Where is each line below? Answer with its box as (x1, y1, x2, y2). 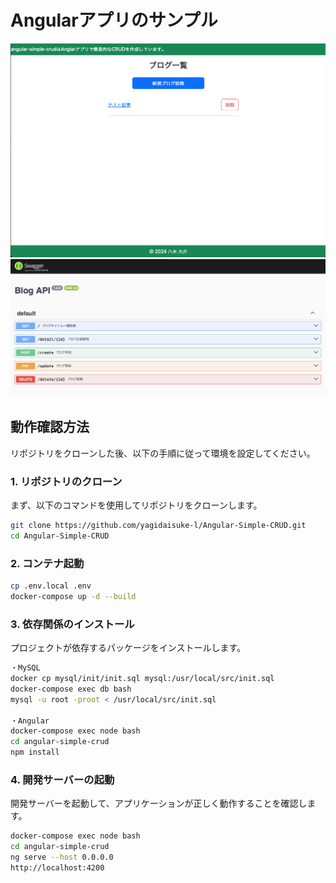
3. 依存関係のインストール (10, 617, 135, 631)
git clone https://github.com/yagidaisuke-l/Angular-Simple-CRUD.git (10, 521, 307, 531)
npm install (10, 747, 60, 758)
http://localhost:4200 (10, 863, 105, 873)
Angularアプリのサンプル (10, 9, 218, 32)
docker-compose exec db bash (10, 684, 132, 694)
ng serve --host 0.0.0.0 (10, 852, 114, 863)
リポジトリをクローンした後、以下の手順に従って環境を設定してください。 (10, 447, 316, 459)
